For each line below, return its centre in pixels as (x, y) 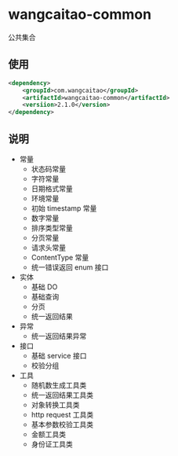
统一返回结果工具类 (62, 395)
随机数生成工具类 (59, 385)
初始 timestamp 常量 (64, 208)
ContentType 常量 (60, 257)
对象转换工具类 (55, 405)
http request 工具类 (62, 414)
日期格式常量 (52, 188)
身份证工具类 (52, 444)
